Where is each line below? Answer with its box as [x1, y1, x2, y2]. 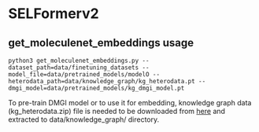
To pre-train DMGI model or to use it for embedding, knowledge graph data [8, 98, 252, 107]
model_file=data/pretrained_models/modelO [8, 71, 150, 79]
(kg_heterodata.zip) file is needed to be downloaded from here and [8, 107, 226, 115]
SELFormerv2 [8, 5, 100, 23]
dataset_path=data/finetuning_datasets [8, 64, 139, 71]
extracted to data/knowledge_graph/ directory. [8, 115, 160, 124]
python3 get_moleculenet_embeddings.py [8, 57, 139, 64]
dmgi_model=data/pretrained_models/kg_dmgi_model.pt [8, 84, 185, 92]
